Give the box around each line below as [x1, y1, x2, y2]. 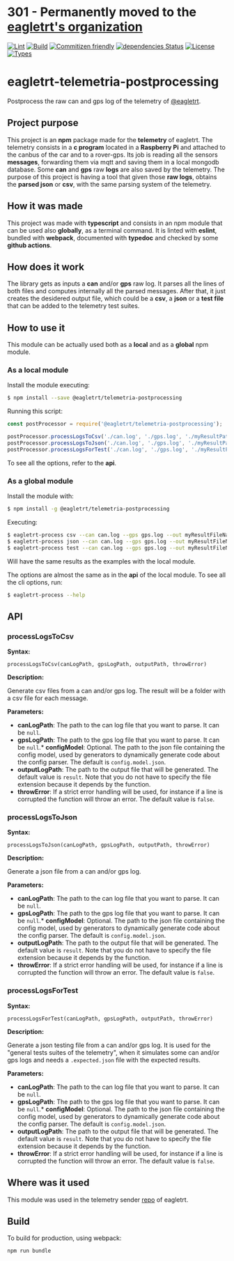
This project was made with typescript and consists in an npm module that [7, 219, 223, 227]
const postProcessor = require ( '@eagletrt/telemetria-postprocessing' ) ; [7, 421, 223, 428]
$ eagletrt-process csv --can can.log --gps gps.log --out [7, 531, 182, 539]
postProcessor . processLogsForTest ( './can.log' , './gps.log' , [7, 446, 189, 453]
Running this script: [7, 407, 63, 415]
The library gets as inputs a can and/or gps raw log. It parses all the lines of [7, 279, 225, 288]
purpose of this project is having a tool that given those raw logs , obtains [7, 172, 217, 181]
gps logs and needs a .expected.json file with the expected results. [7, 1055, 201, 1064]
